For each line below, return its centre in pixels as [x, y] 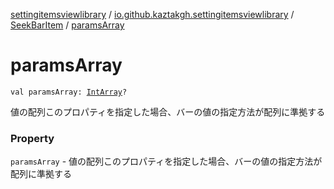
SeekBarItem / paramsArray [67, 25]
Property [32, 138]
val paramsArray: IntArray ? [69, 92]
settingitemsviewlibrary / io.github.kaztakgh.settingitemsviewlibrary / [152, 14]
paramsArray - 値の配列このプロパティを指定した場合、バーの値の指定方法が [166, 161]
